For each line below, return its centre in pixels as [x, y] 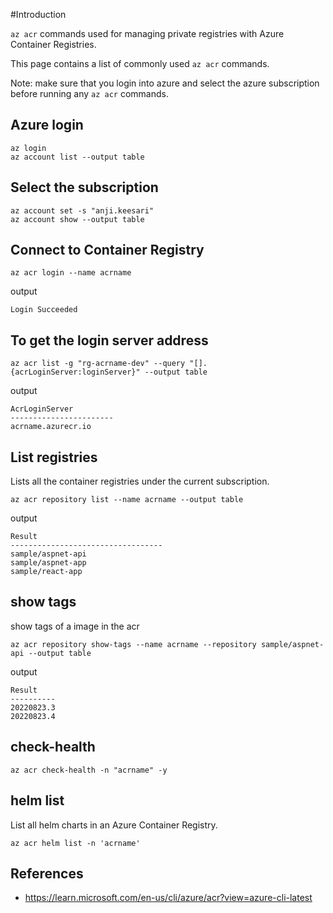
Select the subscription [84, 187]
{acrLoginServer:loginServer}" [75, 372]
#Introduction [38, 14]
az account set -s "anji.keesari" [82, 210]
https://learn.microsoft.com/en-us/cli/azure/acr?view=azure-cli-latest [168, 898]
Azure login [47, 125]
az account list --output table [77, 157]
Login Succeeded [44, 310]
